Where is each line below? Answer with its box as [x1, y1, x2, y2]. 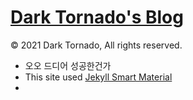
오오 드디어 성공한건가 [24, 59, 112, 71]
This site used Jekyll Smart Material [24, 71, 173, 83]
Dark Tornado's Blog [10, 6, 184, 29]
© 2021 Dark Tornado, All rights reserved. [10, 39, 183, 51]
